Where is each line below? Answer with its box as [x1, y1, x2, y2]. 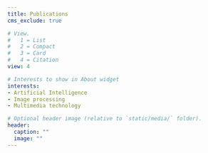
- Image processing [7, 95, 66, 103]
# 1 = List [7, 36, 46, 43]
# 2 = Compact [7, 43, 56, 51]
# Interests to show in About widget [7, 75, 120, 83]
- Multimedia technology [7, 102, 81, 110]
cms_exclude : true [7, 17, 62, 24]
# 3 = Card [7, 50, 46, 57]
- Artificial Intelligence [7, 89, 88, 96]
